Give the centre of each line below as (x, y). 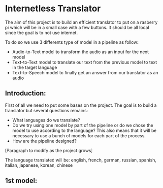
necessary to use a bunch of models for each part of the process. (79, 135)
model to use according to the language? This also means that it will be (84, 130)
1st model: (21, 181)
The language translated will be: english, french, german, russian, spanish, (81, 160)
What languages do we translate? (46, 120)
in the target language (35, 67)
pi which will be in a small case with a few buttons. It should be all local (77, 27)
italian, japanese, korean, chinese (39, 165)
